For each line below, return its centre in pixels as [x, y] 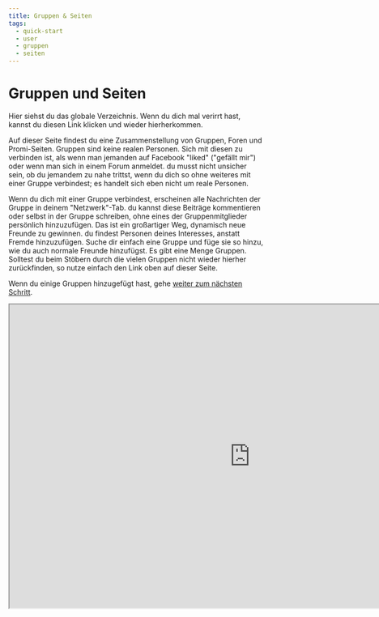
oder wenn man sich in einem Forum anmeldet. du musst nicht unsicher [128, 166]
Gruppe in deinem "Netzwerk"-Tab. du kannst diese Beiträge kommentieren [134, 207]
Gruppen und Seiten [77, 94]
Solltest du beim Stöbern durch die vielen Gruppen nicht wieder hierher [128, 259]
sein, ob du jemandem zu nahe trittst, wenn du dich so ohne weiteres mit [130, 174]
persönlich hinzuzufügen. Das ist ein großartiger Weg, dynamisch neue [127, 224]
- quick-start [39, 31]
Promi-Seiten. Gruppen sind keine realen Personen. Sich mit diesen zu [126, 149]
